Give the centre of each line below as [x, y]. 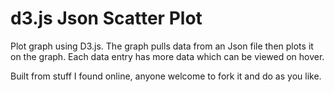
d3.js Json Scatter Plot [106, 18]
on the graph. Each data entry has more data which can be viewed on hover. [167, 56]
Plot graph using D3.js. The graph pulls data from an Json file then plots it [162, 46]
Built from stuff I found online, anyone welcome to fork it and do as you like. [166, 76]
